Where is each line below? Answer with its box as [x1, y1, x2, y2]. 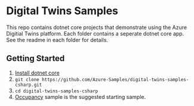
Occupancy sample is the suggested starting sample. [14, 93, 146, 100]
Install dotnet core [14, 69, 60, 76]
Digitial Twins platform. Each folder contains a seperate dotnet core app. [6, 30, 184, 37]
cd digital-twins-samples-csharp [14, 88, 98, 94]
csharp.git [14, 82, 42, 88]
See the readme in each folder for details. [6, 36, 109, 43]
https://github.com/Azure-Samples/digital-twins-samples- [41, 76, 189, 82]
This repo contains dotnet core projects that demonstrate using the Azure [6, 24, 187, 31]
